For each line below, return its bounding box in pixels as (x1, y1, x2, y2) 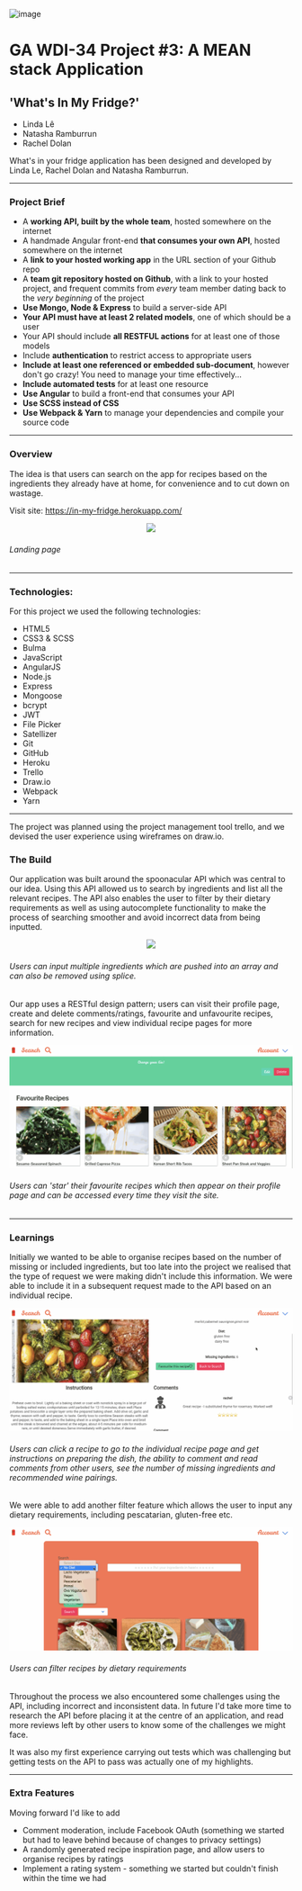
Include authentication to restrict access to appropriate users (22, 350, 253, 361)
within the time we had (22, 1872, 107, 1883)
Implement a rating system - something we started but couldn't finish (22, 1863, 279, 1874)
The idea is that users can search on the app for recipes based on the (9, 468, 268, 479)
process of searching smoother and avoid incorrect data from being (9, 912, 261, 923)
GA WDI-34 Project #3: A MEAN (9, 41, 252, 60)
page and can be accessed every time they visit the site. (9, 1190, 219, 1201)
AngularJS (22, 662, 61, 672)
